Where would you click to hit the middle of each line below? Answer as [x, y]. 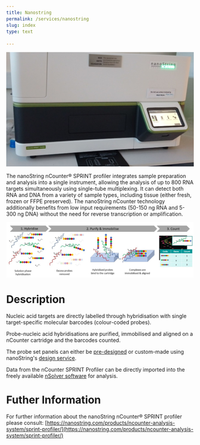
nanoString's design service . [41, 358]
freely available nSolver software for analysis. [62, 376]
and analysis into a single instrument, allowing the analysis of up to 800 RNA [100, 182]
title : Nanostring [29, 13]
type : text [20, 32]
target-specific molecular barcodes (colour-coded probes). [79, 322]
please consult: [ [27, 422]
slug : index [21, 25]
